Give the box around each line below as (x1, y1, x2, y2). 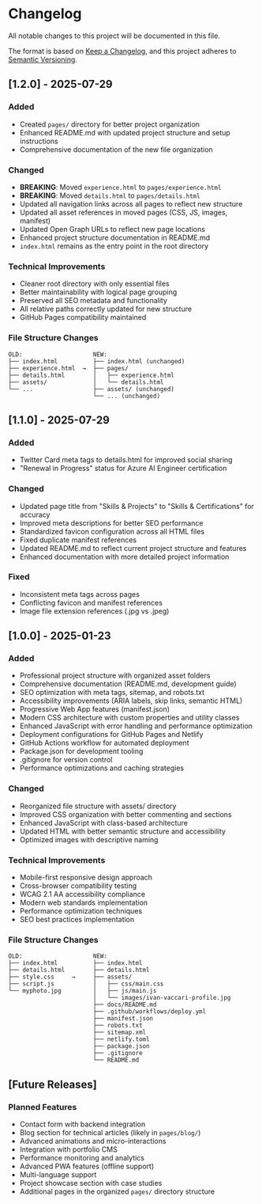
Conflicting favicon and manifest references (19, 598, 163, 607)
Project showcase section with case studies (19, 1179, 163, 1188)
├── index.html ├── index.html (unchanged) (8, 357, 185, 365)
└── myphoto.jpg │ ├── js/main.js (8, 987, 157, 995)
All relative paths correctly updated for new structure (19, 304, 192, 313)
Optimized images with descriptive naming (19, 834, 159, 844)
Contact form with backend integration (19, 1119, 146, 1129)
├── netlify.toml (92, 1035, 150, 1043)
